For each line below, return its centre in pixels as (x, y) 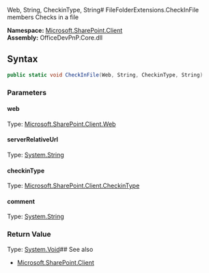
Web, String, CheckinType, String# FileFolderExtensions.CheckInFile (103, 10)
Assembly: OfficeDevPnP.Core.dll (55, 38)
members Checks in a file (43, 17)
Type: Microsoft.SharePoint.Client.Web (61, 124)
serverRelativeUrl (33, 140)
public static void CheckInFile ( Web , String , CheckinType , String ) (105, 75)
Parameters (27, 92)
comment (21, 201)
